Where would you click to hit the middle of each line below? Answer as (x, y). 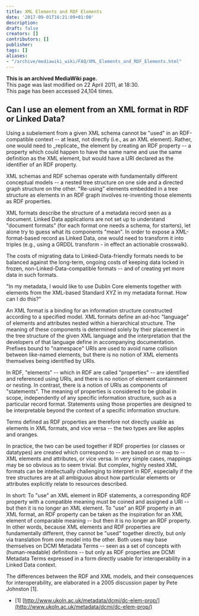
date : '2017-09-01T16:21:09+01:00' (50, 17)
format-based (23, 238)
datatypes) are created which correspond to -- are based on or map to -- (96, 453)
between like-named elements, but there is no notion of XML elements (92, 355)
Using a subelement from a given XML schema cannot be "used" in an (92, 133)
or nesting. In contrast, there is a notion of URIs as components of (87, 385)
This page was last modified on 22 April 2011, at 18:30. (73, 84)
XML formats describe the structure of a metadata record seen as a (89, 213)
